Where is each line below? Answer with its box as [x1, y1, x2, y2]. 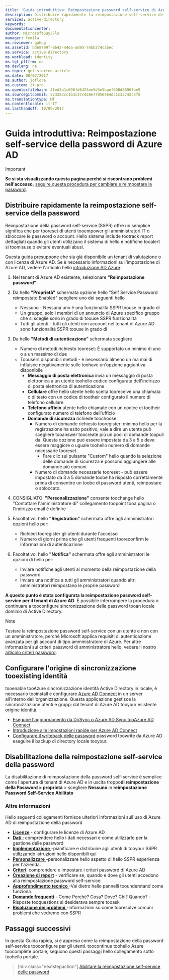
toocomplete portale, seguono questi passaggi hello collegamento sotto [5, 948, 154, 955]
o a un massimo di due [20, 351, 67, 357]
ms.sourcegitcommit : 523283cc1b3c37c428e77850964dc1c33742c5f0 [5, 92, 141, 97]
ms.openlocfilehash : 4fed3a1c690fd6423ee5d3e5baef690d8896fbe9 [5, 87, 141, 92]
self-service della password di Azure [5, 138, 162, 150]
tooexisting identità [5, 672, 68, 680]
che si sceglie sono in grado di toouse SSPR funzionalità [20, 315, 137, 321]
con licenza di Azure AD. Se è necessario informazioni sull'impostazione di [5, 259, 160, 265]
